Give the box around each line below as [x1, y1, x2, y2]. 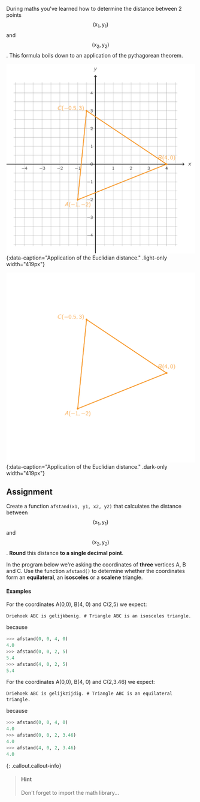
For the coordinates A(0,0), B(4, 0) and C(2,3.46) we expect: [6, 679, 156, 686]
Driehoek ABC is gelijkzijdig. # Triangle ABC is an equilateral [6, 691, 172, 697]
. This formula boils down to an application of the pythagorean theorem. [6, 52, 183, 59]
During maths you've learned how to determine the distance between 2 [6, 5, 182, 12]
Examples [6, 587, 32, 595]
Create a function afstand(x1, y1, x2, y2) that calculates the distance [6, 503, 182, 510]
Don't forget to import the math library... [20, 789, 120, 796]
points [6, 11, 22, 19]
